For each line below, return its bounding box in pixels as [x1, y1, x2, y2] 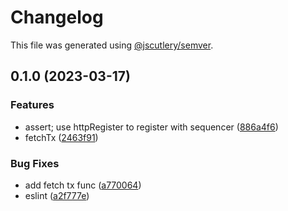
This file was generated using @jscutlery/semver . [10, 39, 214, 51]
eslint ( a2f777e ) [24, 189, 90, 201]
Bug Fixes [10, 156, 60, 170]
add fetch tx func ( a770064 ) [24, 179, 142, 191]
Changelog [10, 6, 104, 29]
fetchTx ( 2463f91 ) [24, 131, 99, 143]
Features [10, 98, 55, 112]
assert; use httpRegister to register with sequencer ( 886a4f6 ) [24, 121, 279, 133]
